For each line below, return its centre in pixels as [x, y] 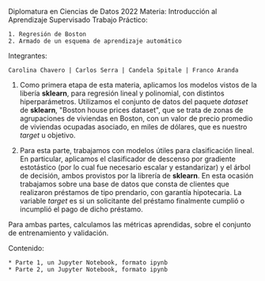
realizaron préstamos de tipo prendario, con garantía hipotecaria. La [131, 192]
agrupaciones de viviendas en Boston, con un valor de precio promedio [136, 118]
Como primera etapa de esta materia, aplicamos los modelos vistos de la [138, 85]
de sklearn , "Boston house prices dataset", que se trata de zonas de [131, 110]
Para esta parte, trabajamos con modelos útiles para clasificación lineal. [137, 150]
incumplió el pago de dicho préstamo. [81, 209]
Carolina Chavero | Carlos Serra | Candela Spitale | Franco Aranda [123, 70]
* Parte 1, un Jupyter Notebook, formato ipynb [88, 263]
